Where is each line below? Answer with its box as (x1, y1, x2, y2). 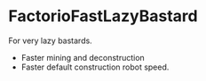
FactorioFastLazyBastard (8, 6, 198, 26)
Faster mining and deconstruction (20, 52, 146, 63)
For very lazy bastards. (8, 35, 92, 46)
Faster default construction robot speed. (20, 62, 170, 72)
